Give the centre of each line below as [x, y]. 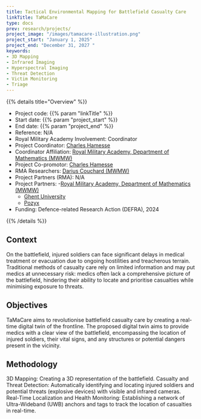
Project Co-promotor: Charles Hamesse [64, 164]
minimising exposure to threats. [45, 286]
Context [22, 240]
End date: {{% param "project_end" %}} [64, 126]
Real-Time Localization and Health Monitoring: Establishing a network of [95, 398]
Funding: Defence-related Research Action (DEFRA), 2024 [87, 209]
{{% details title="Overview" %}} [47, 102]
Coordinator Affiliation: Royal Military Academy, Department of [92, 152]
